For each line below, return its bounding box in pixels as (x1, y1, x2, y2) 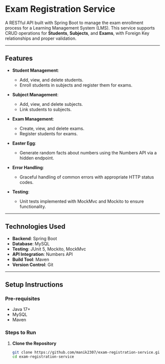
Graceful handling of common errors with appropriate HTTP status (19, 174, 154, 180)
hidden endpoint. (19, 155, 55, 161)
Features (5, 54, 33, 62)
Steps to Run (5, 329, 36, 336)
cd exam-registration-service (12, 354, 75, 360)
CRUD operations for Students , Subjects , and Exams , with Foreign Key (5, 30, 150, 36)
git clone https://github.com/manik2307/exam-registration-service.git (12, 350, 162, 355)
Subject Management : (12, 91, 59, 97)
